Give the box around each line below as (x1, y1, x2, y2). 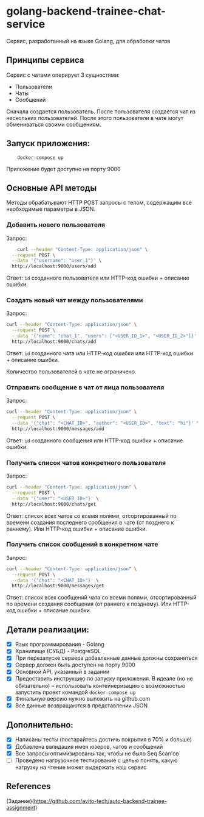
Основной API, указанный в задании (15, 668, 110, 676)
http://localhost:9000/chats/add (12, 339, 97, 345)
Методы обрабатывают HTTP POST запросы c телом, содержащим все (6, 199, 192, 207)
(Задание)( (6, 797, 35, 805)
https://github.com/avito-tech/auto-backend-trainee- (33, 797, 167, 805)
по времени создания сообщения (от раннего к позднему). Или (6, 600, 172, 607)
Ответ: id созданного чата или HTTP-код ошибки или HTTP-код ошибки (6, 349, 193, 357)
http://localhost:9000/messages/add (12, 425, 104, 432)
